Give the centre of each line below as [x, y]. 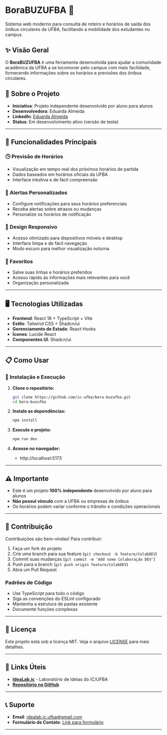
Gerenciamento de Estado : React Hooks [54, 329]
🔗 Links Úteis [26, 667]
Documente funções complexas [45, 609]
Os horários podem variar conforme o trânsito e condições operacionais [86, 506]
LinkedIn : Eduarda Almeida [40, 116]
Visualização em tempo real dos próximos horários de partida [75, 169]
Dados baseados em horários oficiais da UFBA [60, 174]
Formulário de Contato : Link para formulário [58, 722]
